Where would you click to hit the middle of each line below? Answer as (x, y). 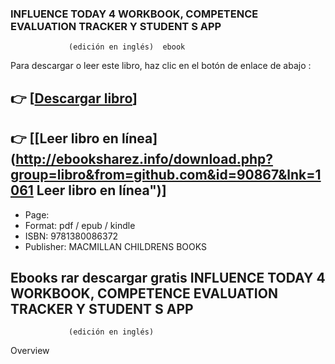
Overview (30, 351)
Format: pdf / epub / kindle (80, 225)
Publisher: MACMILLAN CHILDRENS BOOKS (116, 246)
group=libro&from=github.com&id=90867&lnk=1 (166, 175)
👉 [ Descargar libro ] (74, 98)
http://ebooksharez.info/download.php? (144, 159)
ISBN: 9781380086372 (71, 236)
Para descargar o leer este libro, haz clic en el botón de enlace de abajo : (161, 66)
